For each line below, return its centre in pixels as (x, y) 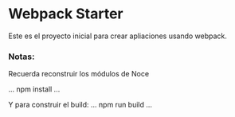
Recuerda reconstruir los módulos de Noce (79, 74)
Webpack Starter (66, 14)
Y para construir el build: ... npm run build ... (80, 105)
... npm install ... (34, 89)
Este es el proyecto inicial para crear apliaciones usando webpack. (117, 36)
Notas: (22, 57)
